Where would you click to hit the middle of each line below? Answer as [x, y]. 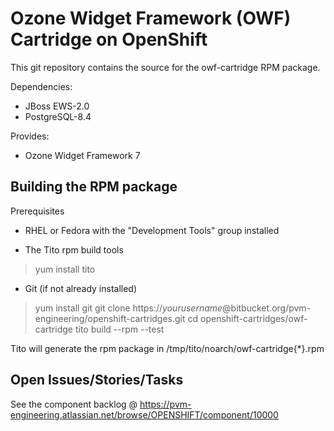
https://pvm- [165, 404]
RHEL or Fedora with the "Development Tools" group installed [152, 230]
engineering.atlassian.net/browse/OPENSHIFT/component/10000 [144, 414]
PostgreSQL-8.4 [58, 116]
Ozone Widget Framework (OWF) [151, 18]
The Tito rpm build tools [74, 249]
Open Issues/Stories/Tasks [97, 380]
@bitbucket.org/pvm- [267, 308]
